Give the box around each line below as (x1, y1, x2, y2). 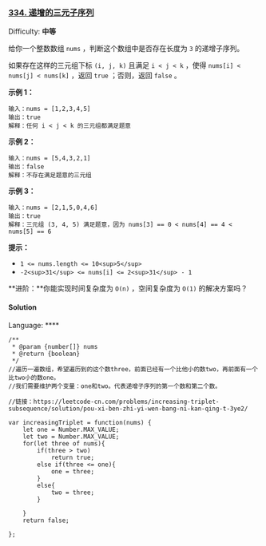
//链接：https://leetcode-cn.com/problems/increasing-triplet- (8, 398, 220, 406)
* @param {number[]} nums (11, 342, 98, 350)
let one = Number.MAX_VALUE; (22, 425, 120, 433)
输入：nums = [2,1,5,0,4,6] (8, 204, 98, 212)
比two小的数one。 (8, 374, 60, 382)
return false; (22, 516, 69, 524)
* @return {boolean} (11, 350, 81, 358)
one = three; (50, 467, 94, 476)
